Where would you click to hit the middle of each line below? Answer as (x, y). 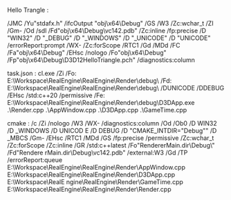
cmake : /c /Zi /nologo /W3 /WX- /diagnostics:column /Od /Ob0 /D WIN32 (112, 123)
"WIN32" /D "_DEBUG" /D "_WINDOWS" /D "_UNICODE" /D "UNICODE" (109, 38)
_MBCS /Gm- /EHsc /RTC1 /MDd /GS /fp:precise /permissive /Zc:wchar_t (111, 138)
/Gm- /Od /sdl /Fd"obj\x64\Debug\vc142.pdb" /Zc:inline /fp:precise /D (107, 31)
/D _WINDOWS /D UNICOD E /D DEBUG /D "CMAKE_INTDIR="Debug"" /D (112, 131)
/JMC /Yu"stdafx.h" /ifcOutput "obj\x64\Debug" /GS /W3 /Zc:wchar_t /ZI (110, 23)
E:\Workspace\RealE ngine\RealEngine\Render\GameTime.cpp (95, 182)
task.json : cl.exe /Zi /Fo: (42, 73)
